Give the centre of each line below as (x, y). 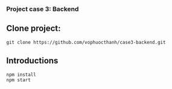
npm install (21, 75)
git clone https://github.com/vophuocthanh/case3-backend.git (86, 42)
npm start (19, 80)
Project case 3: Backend (43, 9)
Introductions (32, 61)
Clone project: (34, 29)
